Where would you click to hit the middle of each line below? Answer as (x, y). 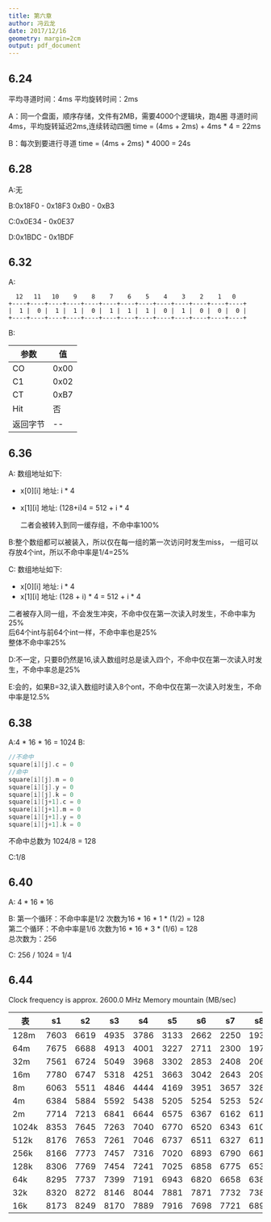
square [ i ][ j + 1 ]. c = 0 (45, 802)
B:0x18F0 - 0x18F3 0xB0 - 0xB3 (62, 206)
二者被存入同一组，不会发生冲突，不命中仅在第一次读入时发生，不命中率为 (132, 614)
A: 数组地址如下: (35, 473)
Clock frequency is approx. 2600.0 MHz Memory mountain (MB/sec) (122, 999)
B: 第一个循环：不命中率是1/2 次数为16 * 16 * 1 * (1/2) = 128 (107, 918)
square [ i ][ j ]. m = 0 (41, 779)
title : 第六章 (30, 16)
